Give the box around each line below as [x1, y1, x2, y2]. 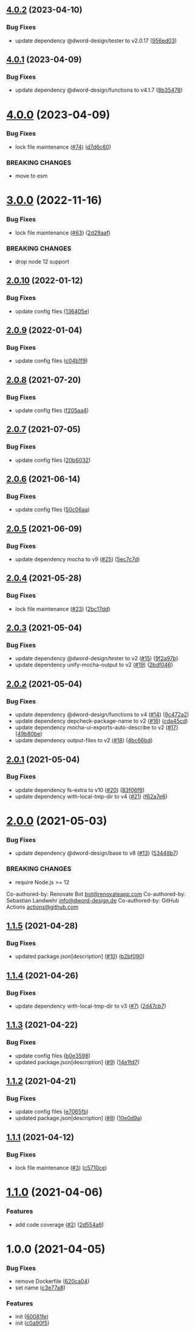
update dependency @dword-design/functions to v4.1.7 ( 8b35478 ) [15, 86, 183, 94]
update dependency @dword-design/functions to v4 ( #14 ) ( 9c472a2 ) [15, 711, 190, 719]
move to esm [15, 172, 48, 180]
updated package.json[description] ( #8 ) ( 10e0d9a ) [15, 1115, 143, 1122]
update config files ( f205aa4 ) [15, 407, 89, 414]
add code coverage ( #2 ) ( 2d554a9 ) [15, 1221, 104, 1228]
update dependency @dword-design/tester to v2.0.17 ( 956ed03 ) [15, 36, 177, 44]
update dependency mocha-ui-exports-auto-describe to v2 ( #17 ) [15, 724, 179, 731]
